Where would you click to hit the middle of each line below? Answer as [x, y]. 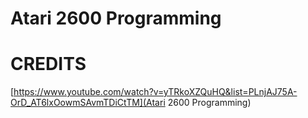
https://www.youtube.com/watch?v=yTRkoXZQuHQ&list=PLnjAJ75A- [155, 92]
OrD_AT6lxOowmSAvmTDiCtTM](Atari [88, 103]
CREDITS [48, 64]
